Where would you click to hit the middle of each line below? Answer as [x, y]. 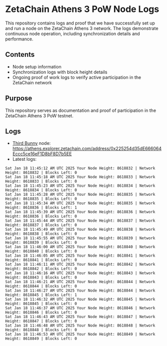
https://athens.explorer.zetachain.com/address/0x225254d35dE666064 [87, 149]
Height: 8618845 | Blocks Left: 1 [41, 295]
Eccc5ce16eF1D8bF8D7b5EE [42, 154]
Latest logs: [24, 159]
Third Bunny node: [31, 143]
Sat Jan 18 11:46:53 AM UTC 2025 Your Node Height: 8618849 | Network [80, 335]
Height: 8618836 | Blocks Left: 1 [41, 208]
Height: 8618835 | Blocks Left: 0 [41, 199]
